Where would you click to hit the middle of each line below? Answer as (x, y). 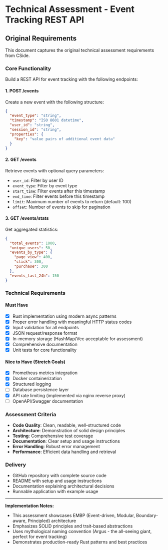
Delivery (16, 465)
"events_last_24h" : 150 (34, 276)
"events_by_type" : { (31, 253)
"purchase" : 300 (31, 267)
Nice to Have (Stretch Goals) (35, 362)
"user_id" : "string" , (32, 125)
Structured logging (32, 384)
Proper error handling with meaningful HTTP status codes (72, 322)
